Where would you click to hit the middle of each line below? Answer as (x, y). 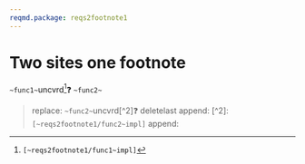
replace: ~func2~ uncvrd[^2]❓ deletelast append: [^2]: (130, 111)
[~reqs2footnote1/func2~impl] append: (105, 124)
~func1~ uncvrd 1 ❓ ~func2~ (56, 89)
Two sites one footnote (98, 62)
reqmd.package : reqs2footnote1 (69, 18)
